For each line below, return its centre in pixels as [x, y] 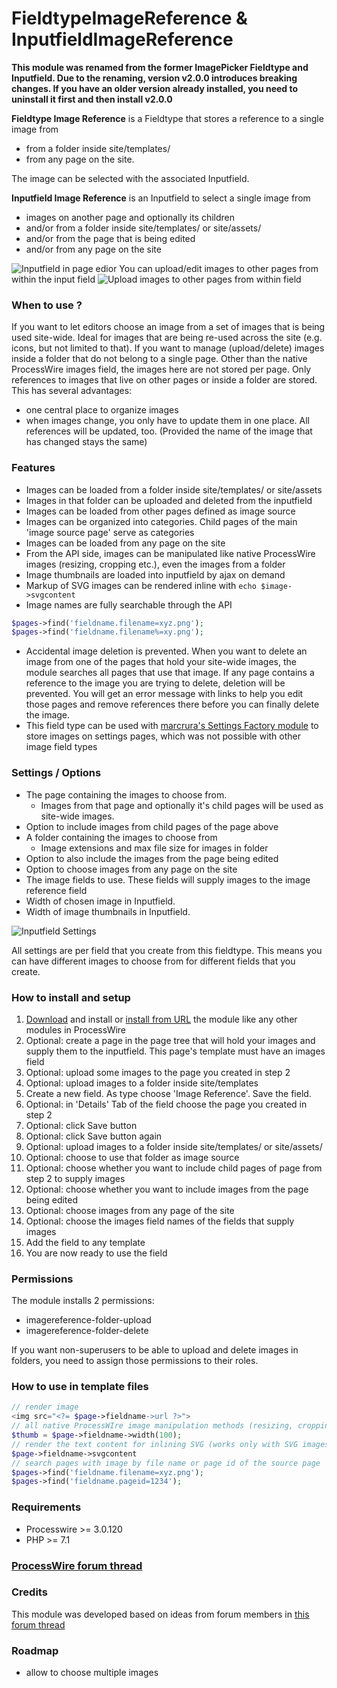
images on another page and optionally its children [130, 217]
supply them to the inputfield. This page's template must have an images [175, 1051]
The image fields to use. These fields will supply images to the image [168, 879]
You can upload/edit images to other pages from [219, 268]
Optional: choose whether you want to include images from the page [167, 1189]
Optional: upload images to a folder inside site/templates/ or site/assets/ [174, 1146]
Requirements [46, 1507]
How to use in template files [80, 1387]
